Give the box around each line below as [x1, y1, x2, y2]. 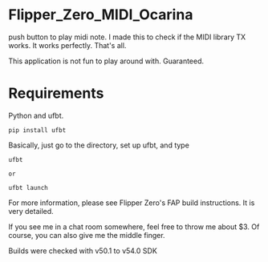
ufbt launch [8, 183, 48, 191]
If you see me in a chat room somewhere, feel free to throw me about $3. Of [8, 222, 260, 232]
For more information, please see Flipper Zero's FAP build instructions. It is [8, 198, 255, 208]
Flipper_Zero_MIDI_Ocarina [8, 6, 193, 24]
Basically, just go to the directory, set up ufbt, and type [8, 140, 190, 150]
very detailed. [8, 206, 54, 216]
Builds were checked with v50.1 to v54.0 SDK [8, 246, 158, 256]
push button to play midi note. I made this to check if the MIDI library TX [8, 32, 246, 42]
